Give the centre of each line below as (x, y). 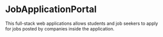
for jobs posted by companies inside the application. (60, 28)
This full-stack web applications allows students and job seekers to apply (82, 23)
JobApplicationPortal (51, 9)
